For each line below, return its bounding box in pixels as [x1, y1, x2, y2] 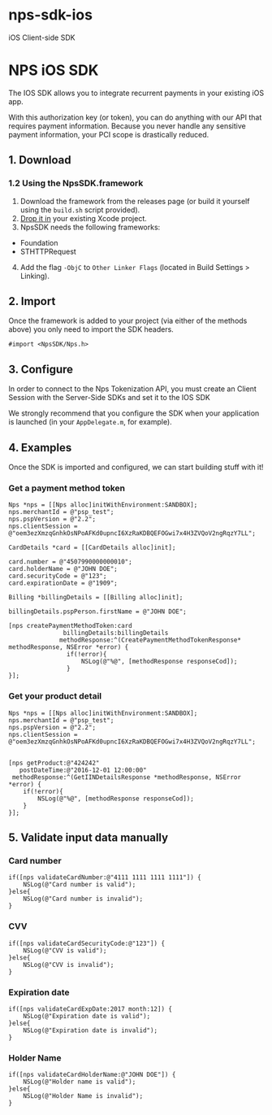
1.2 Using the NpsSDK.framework [8, 177, 144, 189]
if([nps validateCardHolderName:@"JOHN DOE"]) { [8, 1071, 176, 1079]
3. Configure [8, 362, 74, 376]
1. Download [8, 153, 71, 168]
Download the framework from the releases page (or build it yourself [19, 196, 250, 206]
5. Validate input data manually [8, 830, 169, 844]
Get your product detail [8, 690, 102, 702]
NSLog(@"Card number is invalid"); [23, 895, 144, 904]
